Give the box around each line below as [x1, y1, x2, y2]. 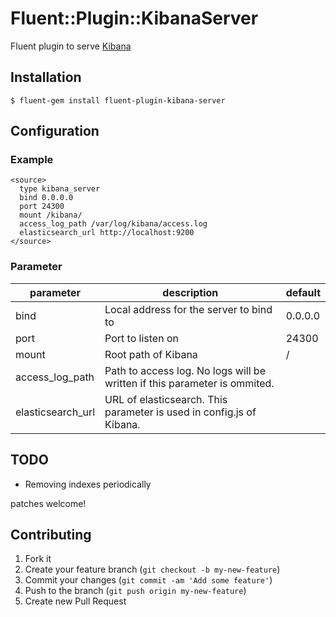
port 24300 [19, 202, 65, 212]
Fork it [24, 553, 52, 565]
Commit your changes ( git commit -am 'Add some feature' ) [24, 574, 273, 586]
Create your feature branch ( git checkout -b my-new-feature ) [24, 563, 281, 576]
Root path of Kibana [104, 347, 198, 361]
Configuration [10, 123, 100, 140]
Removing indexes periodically [24, 478, 152, 490]
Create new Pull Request [24, 595, 127, 607]
